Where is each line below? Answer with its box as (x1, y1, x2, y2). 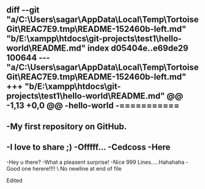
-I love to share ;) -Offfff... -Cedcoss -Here (6, 142, 171, 152)
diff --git (6, 5, 40, 15)
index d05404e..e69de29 (88, 43, 188, 54)
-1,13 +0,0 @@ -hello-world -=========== (6, 100, 179, 111)
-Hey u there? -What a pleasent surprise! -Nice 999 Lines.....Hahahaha (6, 158, 185, 166)
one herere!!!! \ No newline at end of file (21, 165, 122, 172)
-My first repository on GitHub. (6, 121, 127, 132)
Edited (6, 177, 23, 184)
